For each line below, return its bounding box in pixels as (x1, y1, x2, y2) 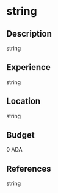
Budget (6, 130, 35, 141)
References (6, 163, 51, 174)
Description (6, 29, 52, 39)
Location (6, 96, 41, 107)
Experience (6, 62, 51, 72)
